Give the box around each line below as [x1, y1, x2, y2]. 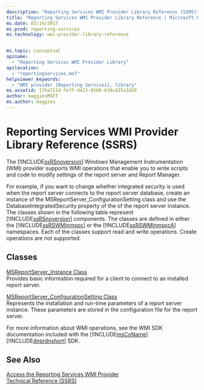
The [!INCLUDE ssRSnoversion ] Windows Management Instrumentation [6, 158, 183, 165]
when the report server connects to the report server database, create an [6, 189, 190, 197]
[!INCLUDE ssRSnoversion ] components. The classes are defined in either [6, 215, 190, 222]
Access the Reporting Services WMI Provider [6, 371, 120, 378]
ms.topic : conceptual [6, 48, 61, 54]
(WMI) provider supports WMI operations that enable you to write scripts [6, 164, 188, 172]
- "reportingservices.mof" [12, 71, 80, 77]
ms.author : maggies [6, 99, 56, 105]
